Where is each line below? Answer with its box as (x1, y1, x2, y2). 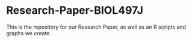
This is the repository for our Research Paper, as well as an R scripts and (6, 23, 187, 30)
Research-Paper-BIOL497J (6, 4, 143, 17)
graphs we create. (6, 29, 52, 36)
